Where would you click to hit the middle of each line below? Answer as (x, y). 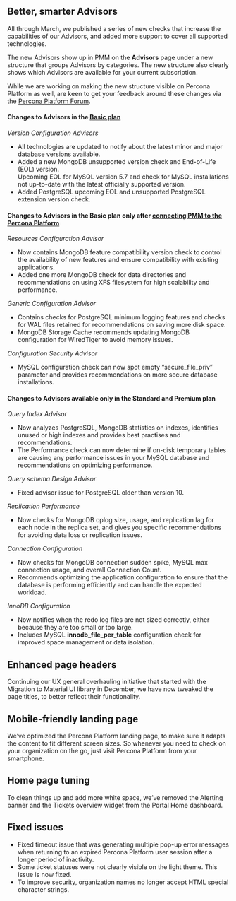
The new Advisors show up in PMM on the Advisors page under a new (110, 57)
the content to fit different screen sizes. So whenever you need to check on (117, 743)
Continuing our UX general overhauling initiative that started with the (107, 682)
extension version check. (54, 199)
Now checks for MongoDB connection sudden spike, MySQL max (112, 563)
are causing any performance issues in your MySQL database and (113, 458)
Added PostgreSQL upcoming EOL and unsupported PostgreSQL (111, 192)
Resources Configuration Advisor (56, 239)
